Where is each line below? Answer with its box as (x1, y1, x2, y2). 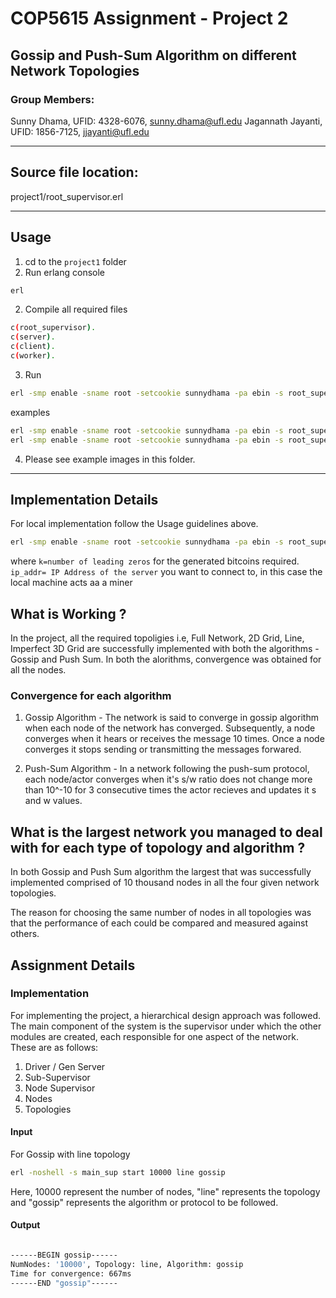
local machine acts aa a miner (10, 577, 133, 589)
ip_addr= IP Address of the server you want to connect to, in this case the (10, 566, 323, 578)
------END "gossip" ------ (10, 1278, 118, 1288)
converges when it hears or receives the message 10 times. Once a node (24, 733, 325, 745)
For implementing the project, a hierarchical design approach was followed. (10, 1009, 322, 1021)
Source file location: (10, 164, 139, 181)
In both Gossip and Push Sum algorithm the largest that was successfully (10, 866, 312, 878)
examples (10, 406, 51, 418)
